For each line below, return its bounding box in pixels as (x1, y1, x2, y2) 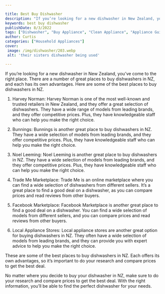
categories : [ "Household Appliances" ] (5, 39, 84, 44)
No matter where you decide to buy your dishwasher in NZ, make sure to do (5, 272, 159, 278)
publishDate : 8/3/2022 (5, 25, 52, 30)
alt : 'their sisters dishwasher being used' (7, 53, 100, 58)
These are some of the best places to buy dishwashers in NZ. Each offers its (5, 252, 160, 259)
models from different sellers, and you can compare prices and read (12, 212, 151, 218)
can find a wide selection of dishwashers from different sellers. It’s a (12, 182, 151, 188)
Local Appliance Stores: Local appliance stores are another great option (12, 227, 158, 233)
